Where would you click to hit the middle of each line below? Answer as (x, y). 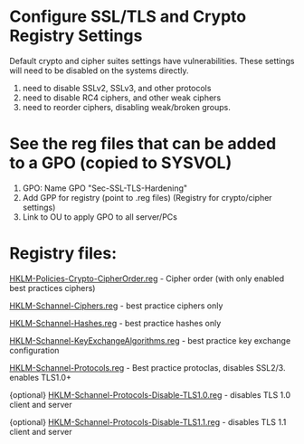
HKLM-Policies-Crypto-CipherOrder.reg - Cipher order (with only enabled (147, 279)
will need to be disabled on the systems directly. (99, 71)
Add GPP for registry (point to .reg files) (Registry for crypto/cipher (147, 197)
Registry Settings (76, 36)
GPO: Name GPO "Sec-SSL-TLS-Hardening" (105, 188)
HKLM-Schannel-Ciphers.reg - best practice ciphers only (116, 306)
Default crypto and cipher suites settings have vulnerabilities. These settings (152, 61)
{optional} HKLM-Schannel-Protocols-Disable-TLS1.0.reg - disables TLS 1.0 (150, 394)
